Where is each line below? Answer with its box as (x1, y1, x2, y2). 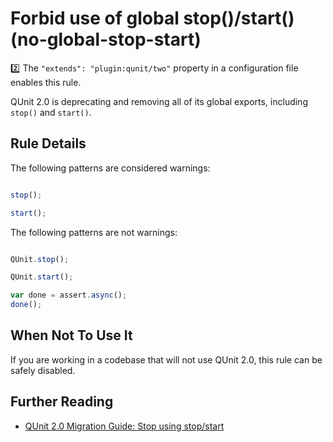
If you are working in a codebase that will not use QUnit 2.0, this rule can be (10, 353, 323, 366)
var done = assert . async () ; (10, 290, 128, 301)
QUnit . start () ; (10, 272, 74, 282)
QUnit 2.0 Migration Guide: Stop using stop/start (24, 420, 225, 432)
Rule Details (10, 135, 87, 152)
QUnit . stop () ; (10, 254, 70, 264)
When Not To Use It (10, 327, 133, 344)
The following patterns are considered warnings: (10, 162, 211, 174)
